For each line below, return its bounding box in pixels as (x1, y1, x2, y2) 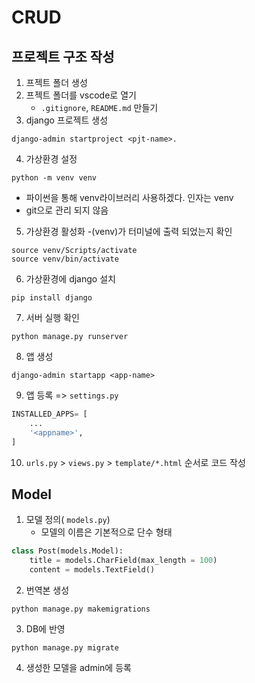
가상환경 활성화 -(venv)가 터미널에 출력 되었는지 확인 (25, 226, 233, 237)
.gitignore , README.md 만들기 (40, 102, 159, 113)
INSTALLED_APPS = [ (11, 409, 88, 419)
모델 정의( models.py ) (25, 514, 111, 526)
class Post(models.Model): (11, 546, 124, 556)
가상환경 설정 (25, 153, 78, 165)
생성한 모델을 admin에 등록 (25, 661, 132, 673)
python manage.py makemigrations (11, 604, 151, 614)
